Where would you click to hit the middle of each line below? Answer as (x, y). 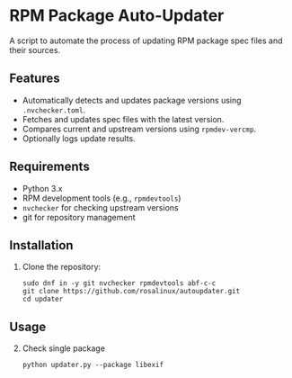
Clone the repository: (62, 267)
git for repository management (79, 217)
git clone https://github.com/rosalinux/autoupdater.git (131, 292)
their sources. (35, 49)
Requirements (49, 167)
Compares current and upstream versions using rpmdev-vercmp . (139, 129)
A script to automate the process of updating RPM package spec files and (146, 40)
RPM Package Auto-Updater (117, 16)
